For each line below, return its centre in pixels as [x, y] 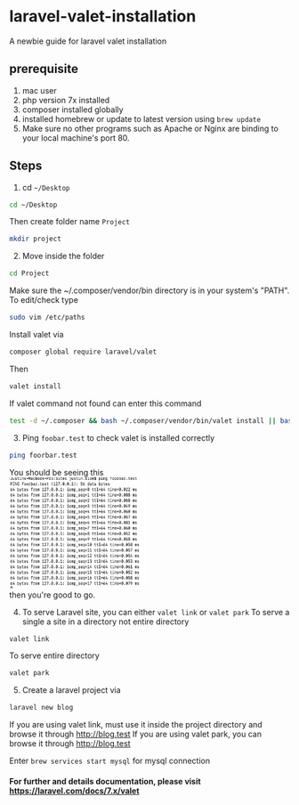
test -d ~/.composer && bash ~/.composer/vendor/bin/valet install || [143, 420]
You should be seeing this [57, 472]
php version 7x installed [66, 100]
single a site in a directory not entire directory [105, 622]
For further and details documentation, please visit [105, 781]
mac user [39, 90]
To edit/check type [44, 300]
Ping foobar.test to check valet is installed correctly [118, 437]
